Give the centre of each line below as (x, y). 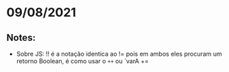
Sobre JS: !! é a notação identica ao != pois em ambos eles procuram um (119, 54)
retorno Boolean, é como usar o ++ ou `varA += (82, 61)
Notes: (21, 38)
